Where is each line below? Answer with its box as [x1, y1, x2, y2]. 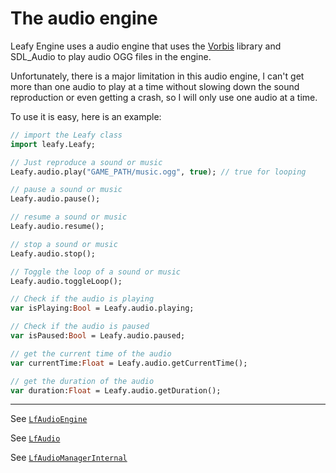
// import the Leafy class [10, 130, 123, 140]
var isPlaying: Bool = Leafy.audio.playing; [10, 303, 195, 314]
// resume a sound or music [10, 212, 128, 222]
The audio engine [10, 7, 158, 30]
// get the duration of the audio [10, 376, 155, 386]
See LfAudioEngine [10, 413, 88, 425]
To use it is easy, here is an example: [10, 110, 162, 122]
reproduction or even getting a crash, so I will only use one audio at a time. [10, 91, 318, 103]
